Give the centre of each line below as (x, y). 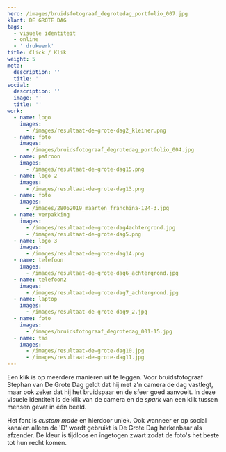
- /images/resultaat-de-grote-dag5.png (83, 234)
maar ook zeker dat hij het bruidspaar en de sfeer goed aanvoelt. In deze (111, 392)
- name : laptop (35, 299)
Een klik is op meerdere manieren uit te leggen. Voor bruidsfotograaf (105, 377)
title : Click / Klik (37, 53)
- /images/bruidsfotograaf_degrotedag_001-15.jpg (99, 331)
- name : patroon (37, 157)
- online (26, 40)
